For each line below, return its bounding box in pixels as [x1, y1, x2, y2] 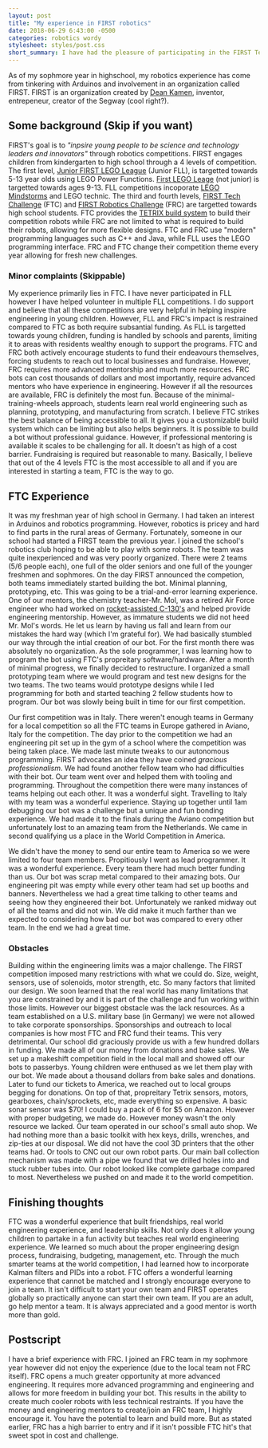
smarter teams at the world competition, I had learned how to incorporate [8, 1259, 250, 1269]
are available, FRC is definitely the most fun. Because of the [8, 390, 205, 399]
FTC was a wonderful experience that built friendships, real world [8, 1217, 224, 1226]
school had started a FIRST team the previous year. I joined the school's [8, 536, 245, 545]
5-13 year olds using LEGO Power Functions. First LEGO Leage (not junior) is [8, 174, 260, 183]
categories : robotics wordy [8, 33, 102, 42]
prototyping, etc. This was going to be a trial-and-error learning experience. [8, 587, 258, 596]
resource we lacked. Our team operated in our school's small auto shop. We [8, 1122, 258, 1131]
